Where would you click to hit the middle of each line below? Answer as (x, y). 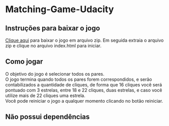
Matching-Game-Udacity (60, 9)
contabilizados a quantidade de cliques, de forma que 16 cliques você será (84, 84)
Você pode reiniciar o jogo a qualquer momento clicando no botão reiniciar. (84, 101)
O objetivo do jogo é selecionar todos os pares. (55, 74)
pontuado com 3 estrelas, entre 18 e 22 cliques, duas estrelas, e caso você (84, 90)
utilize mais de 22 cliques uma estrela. (45, 96)
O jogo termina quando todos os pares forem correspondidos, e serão (79, 79)
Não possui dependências (48, 117)
